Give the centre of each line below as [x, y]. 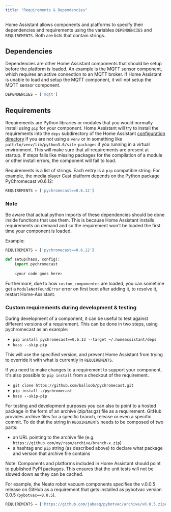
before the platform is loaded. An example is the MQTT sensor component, [84, 69]
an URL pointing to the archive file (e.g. [54, 437]
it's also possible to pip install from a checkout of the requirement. [77, 375]
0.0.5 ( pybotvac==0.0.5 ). [31, 495]
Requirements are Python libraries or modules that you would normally [79, 123]
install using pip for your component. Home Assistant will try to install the [82, 128]
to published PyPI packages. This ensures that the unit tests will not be [79, 469]
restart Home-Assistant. [30, 294]
